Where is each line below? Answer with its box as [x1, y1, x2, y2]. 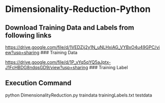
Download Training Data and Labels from [5, 23, 135, 32]
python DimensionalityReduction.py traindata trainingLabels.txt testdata [5, 92, 153, 98]
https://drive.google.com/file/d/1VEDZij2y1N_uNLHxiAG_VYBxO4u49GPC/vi [5, 44, 160, 50]
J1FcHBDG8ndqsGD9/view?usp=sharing [5, 65, 88, 70]
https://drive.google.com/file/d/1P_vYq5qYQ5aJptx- [5, 59, 111, 65]
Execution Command [5, 79, 72, 88]
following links [5, 31, 52, 39]
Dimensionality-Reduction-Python [5, 3, 151, 15]
